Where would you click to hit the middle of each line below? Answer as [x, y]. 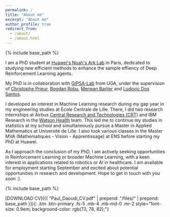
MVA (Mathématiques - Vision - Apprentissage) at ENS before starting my [83, 136]
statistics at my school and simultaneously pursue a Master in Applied [78, 126]
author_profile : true [28, 24]
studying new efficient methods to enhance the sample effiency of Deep [81, 68]
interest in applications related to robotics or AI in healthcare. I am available [84, 162]
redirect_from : [21, 29]
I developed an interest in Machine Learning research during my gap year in [85, 104]
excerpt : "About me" [27, 19]
